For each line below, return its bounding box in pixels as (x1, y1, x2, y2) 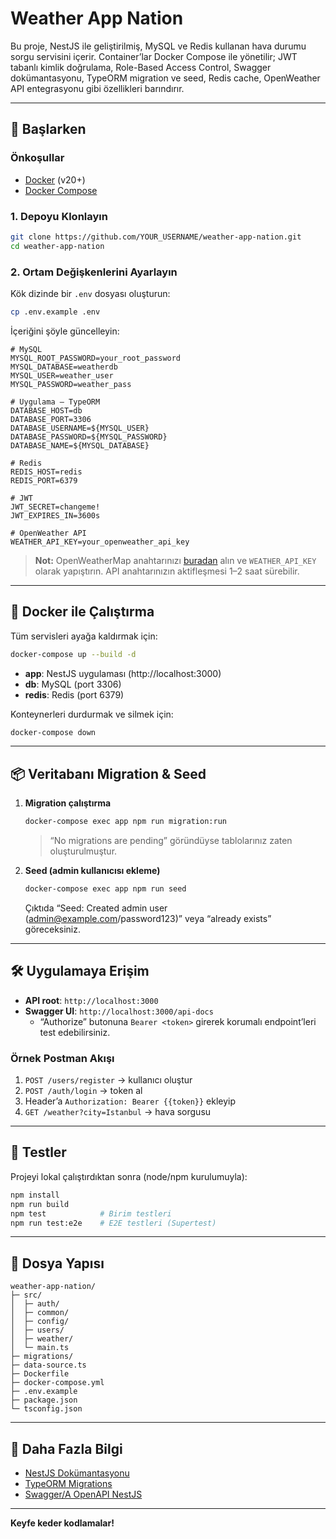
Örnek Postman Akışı (10, 1051, 115, 1065)
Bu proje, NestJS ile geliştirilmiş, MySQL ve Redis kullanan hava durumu (10, 40, 307, 52)
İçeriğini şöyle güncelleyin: (10, 325, 120, 337)
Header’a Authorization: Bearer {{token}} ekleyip (24, 1095, 237, 1107)
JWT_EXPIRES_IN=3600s (10, 510, 101, 521)
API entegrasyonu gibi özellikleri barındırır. (10, 82, 185, 94)
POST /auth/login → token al (24, 1085, 143, 1097)
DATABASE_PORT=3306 (10, 414, 92, 424)
